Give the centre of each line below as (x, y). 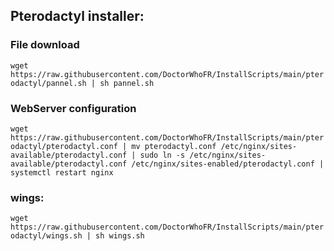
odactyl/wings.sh (46, 236)
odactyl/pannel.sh (48, 83)
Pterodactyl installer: (77, 16)
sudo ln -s (162, 155)
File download (45, 45)
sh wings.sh (120, 236)
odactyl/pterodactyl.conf (64, 146)
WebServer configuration (73, 108)
